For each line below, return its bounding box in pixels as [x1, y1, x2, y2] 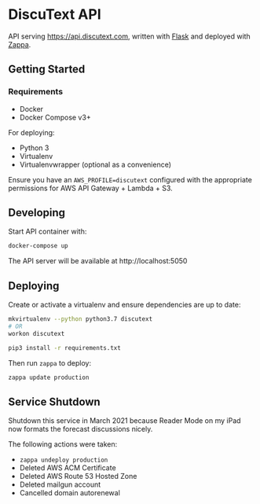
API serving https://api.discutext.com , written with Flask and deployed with [8, 31, 251, 41]
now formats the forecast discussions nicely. [8, 425, 153, 434]
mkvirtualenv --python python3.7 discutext [8, 315, 153, 323]
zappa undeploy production [19, 456, 108, 465]
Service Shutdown [8, 395, 101, 408]
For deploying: [8, 127, 55, 137]
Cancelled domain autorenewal [19, 488, 120, 498]
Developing [8, 206, 65, 219]
